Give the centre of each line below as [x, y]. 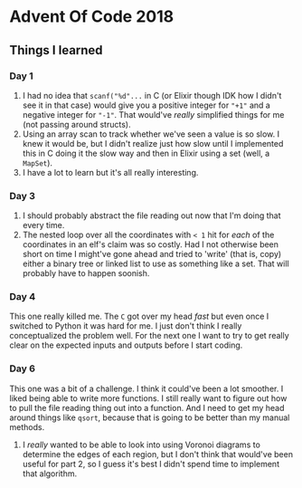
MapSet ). [37, 163]
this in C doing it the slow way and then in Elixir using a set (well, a [146, 153]
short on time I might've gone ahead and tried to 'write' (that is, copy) [152, 254]
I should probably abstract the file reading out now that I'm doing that [152, 215]
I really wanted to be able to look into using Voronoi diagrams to [141, 445]
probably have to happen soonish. [86, 273]
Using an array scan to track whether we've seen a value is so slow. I [151, 134]
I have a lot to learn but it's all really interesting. [110, 172]
